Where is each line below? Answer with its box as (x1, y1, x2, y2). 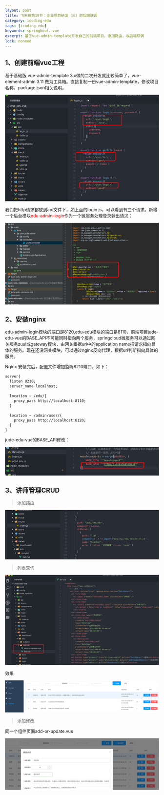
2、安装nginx (5, 315, 46, 324)
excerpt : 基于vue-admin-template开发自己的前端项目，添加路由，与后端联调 (5, 34, 144, 39)
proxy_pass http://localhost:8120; (14, 418, 86, 423)
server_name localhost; (9, 384, 58, 389)
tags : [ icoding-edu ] (5, 23, 47, 28)
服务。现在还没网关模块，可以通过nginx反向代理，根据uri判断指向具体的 (13, 347, 159, 353)
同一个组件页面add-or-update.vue (5, 728, 74, 734)
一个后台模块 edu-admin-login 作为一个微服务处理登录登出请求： (5, 213, 133, 219)
